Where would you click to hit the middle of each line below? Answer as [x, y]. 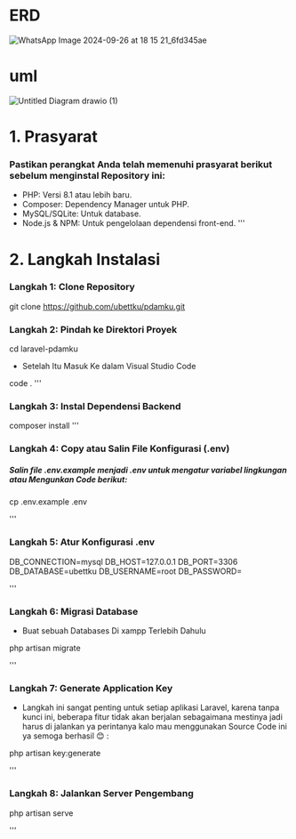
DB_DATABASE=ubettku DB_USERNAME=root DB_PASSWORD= [126, 571]
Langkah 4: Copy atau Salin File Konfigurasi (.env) [120, 448]
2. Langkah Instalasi [85, 259]
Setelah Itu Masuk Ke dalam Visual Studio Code [109, 367]
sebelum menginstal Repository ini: [88, 175]
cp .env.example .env [48, 502]
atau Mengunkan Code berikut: [68, 479]
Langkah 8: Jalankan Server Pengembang [101, 794]
